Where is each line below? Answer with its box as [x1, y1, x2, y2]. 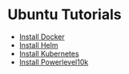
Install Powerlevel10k [18, 57, 89, 67]
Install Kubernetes [18, 49, 79, 58]
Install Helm [18, 40, 58, 49]
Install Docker [18, 32, 65, 41]
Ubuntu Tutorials [7, 6, 122, 24]
